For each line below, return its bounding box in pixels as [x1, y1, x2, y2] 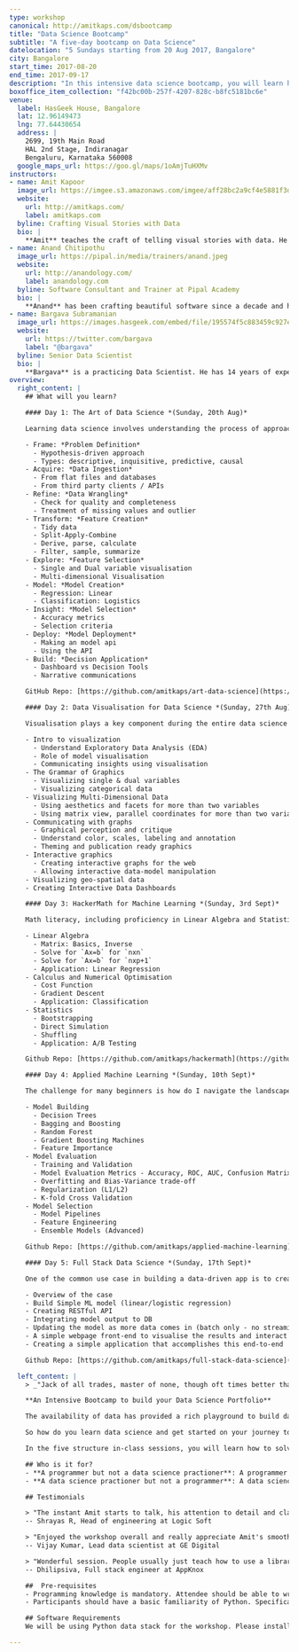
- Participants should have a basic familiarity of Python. [25, 1598, 252, 1607]
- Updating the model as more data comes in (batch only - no [25, 1323, 260, 1333]
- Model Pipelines [32, 1210, 101, 1219]
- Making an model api [32, 638, 117, 647]
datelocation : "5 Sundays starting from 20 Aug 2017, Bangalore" [9, 46, 255, 55]
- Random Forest [32, 1127, 93, 1136]
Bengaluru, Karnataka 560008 [25, 153, 133, 162]
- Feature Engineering [32, 1218, 117, 1227]
